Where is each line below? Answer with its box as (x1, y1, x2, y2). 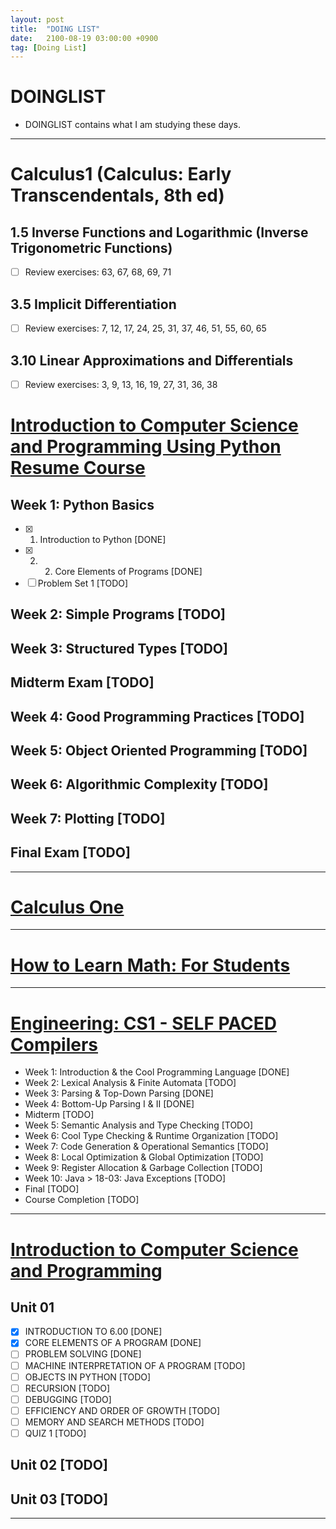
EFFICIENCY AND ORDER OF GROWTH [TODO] (24, 1404, 221, 1416)
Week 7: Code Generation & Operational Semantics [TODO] (24, 1141, 269, 1153)
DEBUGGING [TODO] (24, 1393, 112, 1405)
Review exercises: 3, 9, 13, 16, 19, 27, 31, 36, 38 (24, 378, 218, 390)
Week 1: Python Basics (10, 496, 155, 513)
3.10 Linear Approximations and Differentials (10, 352, 294, 369)
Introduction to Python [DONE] (39, 534, 167, 545)
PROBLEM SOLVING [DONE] (24, 1348, 142, 1360)
